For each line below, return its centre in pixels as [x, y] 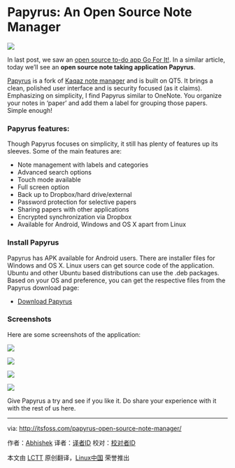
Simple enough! [30, 110]
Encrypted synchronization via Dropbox [74, 217]
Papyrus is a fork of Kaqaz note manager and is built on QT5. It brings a [110, 81]
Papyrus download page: [43, 287]
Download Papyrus [44, 301]
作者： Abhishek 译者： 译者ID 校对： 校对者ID [72, 443]
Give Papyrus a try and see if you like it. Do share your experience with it [112, 401]
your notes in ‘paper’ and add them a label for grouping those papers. [107, 103]
